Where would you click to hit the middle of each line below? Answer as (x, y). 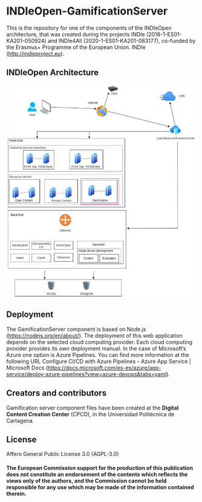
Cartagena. (20, 420)
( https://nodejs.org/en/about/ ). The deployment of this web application (94, 335)
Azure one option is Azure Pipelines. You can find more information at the (98, 354)
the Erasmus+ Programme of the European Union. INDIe (76, 47)
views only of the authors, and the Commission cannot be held (86, 481)
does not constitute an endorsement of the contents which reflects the (97, 474)
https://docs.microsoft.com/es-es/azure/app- (104, 368)
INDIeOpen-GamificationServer (87, 11)
